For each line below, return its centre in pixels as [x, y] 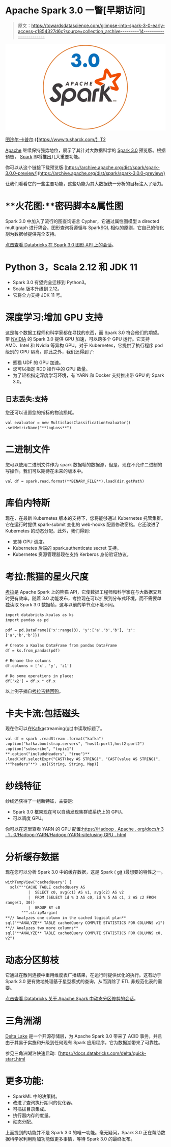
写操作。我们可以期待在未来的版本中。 [45, 471]
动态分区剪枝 [32, 960]
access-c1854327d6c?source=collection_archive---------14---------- [91, 31]
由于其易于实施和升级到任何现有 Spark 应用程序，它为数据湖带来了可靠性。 [84, 1043]
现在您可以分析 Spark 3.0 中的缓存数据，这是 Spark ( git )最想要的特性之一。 [85, 872]
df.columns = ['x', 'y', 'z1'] [38, 666]
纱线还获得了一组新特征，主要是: [39, 801]
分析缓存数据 [32, 857]
